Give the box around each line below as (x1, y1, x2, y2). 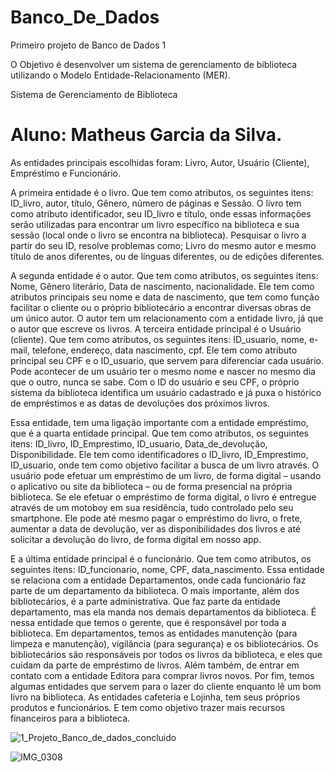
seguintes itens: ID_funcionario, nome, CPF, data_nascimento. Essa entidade (10, 563, 325, 575)
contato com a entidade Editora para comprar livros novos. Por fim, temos (10, 669, 315, 681)
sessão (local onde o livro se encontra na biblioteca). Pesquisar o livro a (10, 229, 307, 241)
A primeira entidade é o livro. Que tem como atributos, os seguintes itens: (10, 186, 314, 198)
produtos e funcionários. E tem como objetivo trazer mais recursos (10, 701, 286, 713)
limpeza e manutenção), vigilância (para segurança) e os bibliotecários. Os (10, 637, 319, 650)
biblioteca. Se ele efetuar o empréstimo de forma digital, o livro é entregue (10, 491, 317, 503)
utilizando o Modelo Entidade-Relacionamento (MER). (10, 69, 231, 81)
